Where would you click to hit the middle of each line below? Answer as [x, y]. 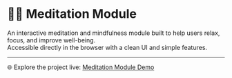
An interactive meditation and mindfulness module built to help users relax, [114, 33]
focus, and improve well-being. [51, 40]
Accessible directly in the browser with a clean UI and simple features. [107, 47]
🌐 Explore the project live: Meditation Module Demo [81, 67]
